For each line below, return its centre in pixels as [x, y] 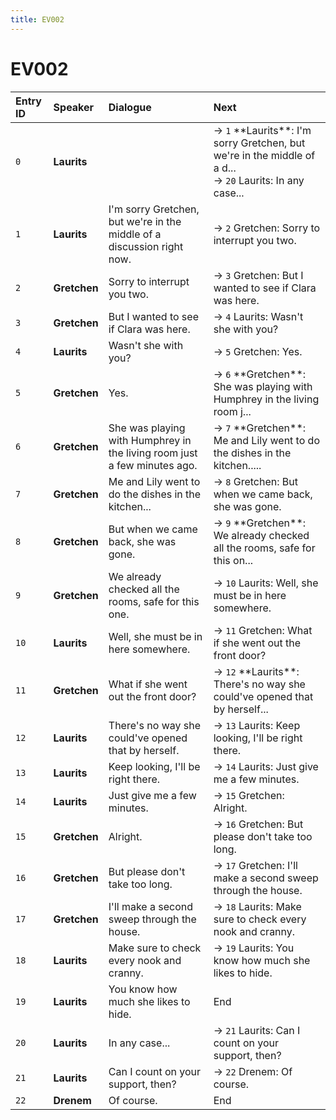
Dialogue [130, 107]
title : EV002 [37, 19]
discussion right [146, 246]
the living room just [153, 453]
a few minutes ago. [153, 465]
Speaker [74, 107]
